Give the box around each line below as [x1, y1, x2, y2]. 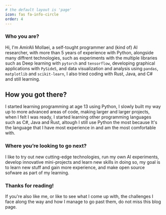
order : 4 [5, 16, 23, 21]
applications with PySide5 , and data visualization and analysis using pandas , [5, 65, 159, 71]
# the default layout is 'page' [5, 7, 72, 12]
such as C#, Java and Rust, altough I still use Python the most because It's [5, 119, 158, 125]
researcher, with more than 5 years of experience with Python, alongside [5, 49, 154, 55]
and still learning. [5, 76, 41, 82]
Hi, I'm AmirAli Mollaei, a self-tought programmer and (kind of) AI [5, 44, 138, 50]
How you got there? [5, 91, 67, 99]
